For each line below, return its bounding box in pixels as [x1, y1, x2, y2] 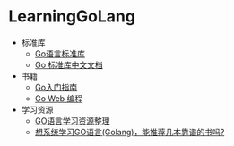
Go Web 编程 [34, 92, 83, 104]
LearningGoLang [8, 6, 136, 27]
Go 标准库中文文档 [34, 59, 104, 70]
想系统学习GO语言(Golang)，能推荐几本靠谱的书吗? [34, 126, 225, 137]
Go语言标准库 [34, 47, 86, 59]
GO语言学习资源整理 [34, 115, 110, 126]
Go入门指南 [34, 82, 78, 92]
